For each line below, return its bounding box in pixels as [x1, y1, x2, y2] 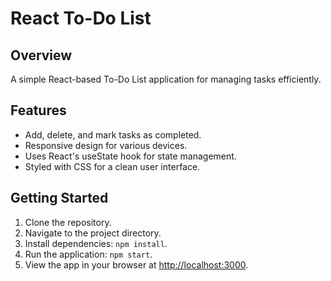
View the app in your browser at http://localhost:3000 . [24, 258, 249, 271]
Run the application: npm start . [24, 248, 153, 260]
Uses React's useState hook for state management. [24, 150, 237, 162]
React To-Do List [10, 7, 152, 30]
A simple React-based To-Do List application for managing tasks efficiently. [10, 73, 322, 85]
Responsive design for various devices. [24, 139, 188, 151]
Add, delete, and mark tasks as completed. [24, 128, 202, 141]
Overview [10, 47, 73, 64]
